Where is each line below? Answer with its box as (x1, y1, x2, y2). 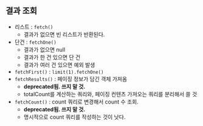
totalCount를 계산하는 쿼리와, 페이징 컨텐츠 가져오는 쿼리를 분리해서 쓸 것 (23, 90, 198, 97)
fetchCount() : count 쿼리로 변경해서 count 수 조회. (14, 98, 139, 105)
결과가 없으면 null (23, 46, 66, 53)
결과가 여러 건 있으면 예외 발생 (23, 61, 95, 68)
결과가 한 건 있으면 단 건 (23, 54, 81, 61)
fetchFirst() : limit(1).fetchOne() (14, 68, 104, 75)
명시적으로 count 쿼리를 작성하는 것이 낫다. (23, 113, 126, 121)
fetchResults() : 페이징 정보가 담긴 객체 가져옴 (14, 75, 128, 82)
